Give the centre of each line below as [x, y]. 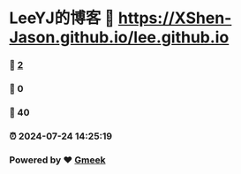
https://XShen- [175, 18]
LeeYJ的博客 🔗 [62, 18]
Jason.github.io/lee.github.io [119, 38]
